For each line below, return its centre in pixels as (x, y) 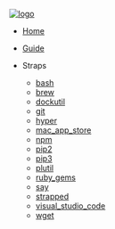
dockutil (50, 102)
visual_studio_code (70, 206)
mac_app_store (63, 130)
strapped (52, 196)
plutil (45, 168)
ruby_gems (55, 177)
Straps (34, 65)
